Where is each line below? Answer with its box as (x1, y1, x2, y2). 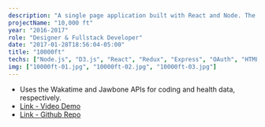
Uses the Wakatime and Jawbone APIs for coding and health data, (19, 84, 235, 94)
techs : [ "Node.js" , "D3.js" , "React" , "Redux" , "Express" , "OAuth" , (8, 56, 238, 64)
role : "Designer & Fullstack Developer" (8, 33, 144, 42)
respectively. (19, 92, 62, 103)
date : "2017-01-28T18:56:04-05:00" (8, 41, 125, 49)
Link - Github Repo (19, 110, 81, 119)
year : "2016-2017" (8, 26, 69, 34)
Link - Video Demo (19, 101, 81, 110)
